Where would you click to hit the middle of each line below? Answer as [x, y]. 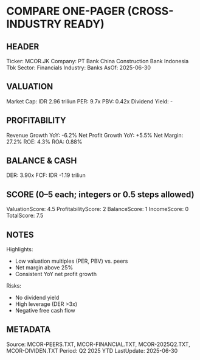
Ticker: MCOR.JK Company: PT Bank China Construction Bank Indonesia [98, 61]
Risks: [14, 286]
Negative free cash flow [45, 311]
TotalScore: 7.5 [25, 216]
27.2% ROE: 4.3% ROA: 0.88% [44, 142]
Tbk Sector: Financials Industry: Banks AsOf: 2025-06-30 [78, 67]
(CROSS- [150, 11]
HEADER [23, 47]
